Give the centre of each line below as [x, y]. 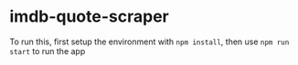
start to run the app [48, 51]
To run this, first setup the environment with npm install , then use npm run [149, 42]
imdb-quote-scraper [89, 17]
